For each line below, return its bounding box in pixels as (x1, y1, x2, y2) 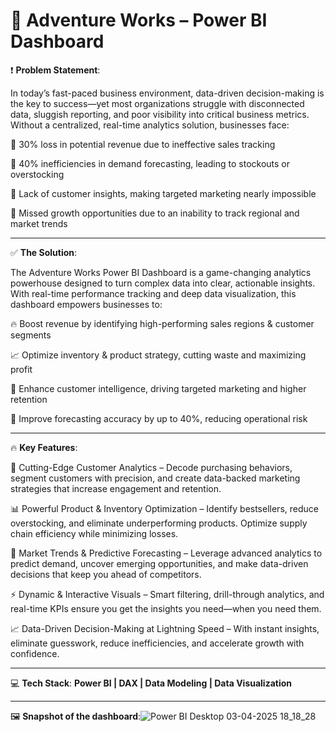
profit (10, 363, 33, 375)
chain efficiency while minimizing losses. (10, 527, 179, 539)
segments (10, 329, 52, 341)
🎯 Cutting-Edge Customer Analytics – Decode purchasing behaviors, (10, 461, 293, 473)
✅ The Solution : (10, 246, 78, 258)
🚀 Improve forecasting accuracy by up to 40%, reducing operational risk (10, 412, 308, 424)
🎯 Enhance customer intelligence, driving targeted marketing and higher (10, 382, 307, 394)
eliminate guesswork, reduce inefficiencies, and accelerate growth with (10, 637, 305, 649)
